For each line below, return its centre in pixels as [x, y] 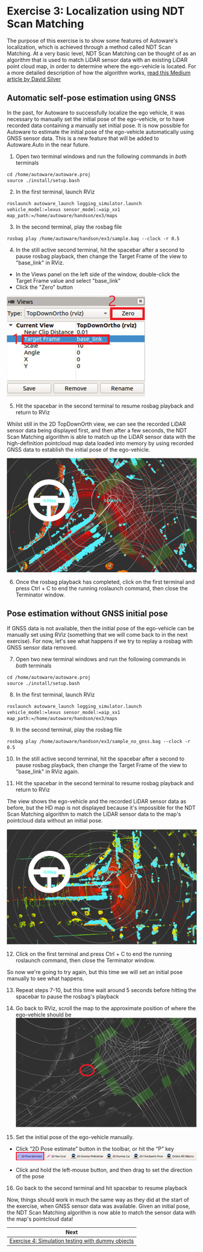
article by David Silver [34, 79]
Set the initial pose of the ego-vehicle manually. [75, 1137]
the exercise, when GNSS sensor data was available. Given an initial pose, [98, 1206]
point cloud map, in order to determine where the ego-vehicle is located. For [101, 66]
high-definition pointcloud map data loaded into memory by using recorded [100, 443]
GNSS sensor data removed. [42, 647]
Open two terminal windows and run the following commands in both [101, 156]
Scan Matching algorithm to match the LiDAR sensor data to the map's [94, 814]
